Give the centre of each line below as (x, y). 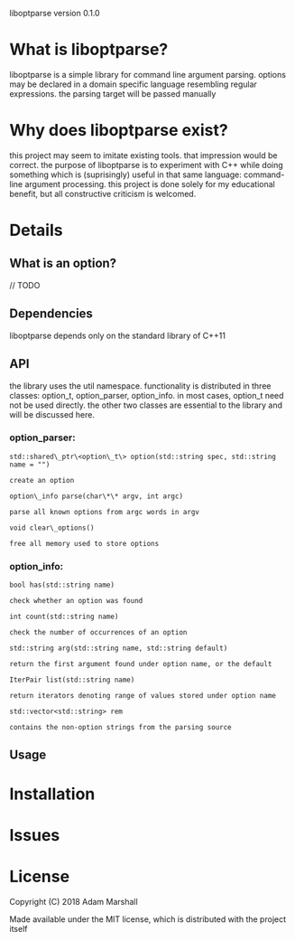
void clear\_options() (52, 528)
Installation (52, 794)
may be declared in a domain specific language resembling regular (133, 84)
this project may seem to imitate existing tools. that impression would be (143, 155)
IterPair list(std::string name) (72, 680)
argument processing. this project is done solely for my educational (150, 183)
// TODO (25, 285)
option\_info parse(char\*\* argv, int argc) (96, 496)
